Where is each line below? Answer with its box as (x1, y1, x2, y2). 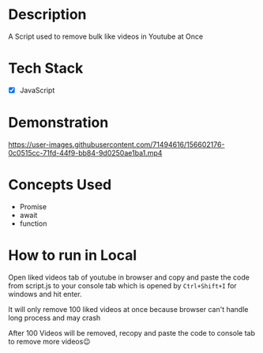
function (19, 219, 47, 228)
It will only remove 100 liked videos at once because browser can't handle (8, 304, 249, 314)
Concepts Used (8, 176, 112, 194)
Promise (19, 201, 47, 211)
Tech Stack (8, 59, 84, 77)
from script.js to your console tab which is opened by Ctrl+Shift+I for (8, 280, 237, 290)
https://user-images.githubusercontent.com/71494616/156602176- (8, 140, 225, 149)
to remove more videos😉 (8, 336, 91, 346)
